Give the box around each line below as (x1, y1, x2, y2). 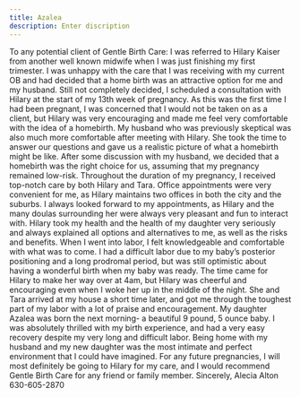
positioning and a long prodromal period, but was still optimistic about (9, 255, 267, 266)
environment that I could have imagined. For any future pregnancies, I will (9, 350, 280, 361)
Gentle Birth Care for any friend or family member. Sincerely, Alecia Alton (9, 369, 279, 381)
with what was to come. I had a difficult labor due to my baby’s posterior (9, 246, 276, 256)
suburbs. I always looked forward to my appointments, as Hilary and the (9, 198, 275, 209)
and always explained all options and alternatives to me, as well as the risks (9, 227, 288, 237)
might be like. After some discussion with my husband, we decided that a (9, 151, 279, 161)
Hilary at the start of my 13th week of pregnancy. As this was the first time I (9, 93, 287, 104)
